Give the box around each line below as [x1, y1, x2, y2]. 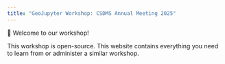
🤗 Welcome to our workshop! [7, 29, 89, 37]
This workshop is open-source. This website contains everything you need [7, 42, 219, 50]
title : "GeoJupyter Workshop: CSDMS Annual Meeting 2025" [7, 10, 176, 17]
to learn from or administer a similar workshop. [7, 49, 139, 57]
